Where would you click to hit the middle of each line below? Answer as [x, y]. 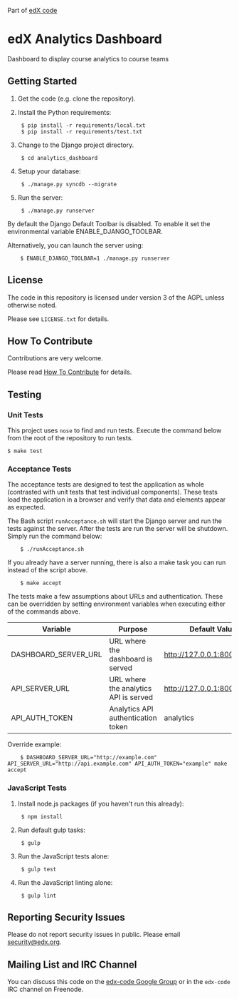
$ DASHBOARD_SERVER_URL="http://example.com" [89, 758]
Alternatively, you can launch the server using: [75, 245]
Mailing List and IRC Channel [72, 964]
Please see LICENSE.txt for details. [58, 319]
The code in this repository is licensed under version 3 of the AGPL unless [116, 297]
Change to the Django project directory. [76, 145]
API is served [131, 697]
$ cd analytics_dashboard [59, 158]
